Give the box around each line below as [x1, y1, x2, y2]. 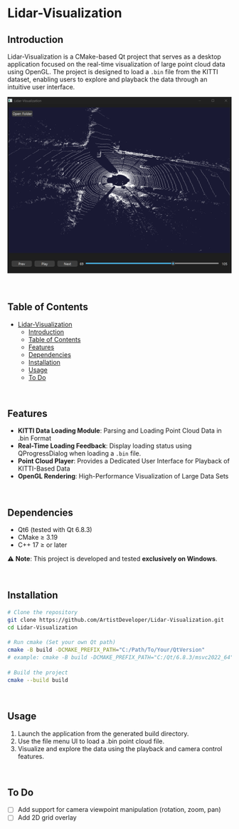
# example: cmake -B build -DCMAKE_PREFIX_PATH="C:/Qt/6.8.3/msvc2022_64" [7, 654, 234, 661]
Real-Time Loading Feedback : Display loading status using [17, 441, 192, 451]
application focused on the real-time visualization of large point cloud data [7, 60, 225, 69]
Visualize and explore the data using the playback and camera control [17, 744, 223, 753]
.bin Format [17, 434, 52, 443]
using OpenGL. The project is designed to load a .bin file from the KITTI [7, 68, 218, 76]
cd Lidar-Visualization [7, 623, 78, 631]
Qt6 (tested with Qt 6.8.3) [17, 526, 92, 534]
